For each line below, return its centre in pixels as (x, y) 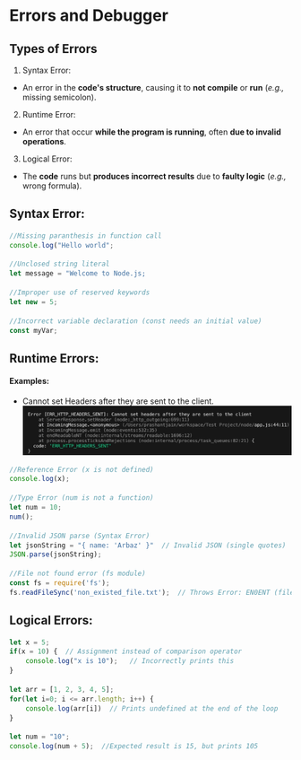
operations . (44, 141)
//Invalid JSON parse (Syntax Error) (80, 536)
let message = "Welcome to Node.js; (77, 274)
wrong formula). (52, 186)
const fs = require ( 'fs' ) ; (60, 583)
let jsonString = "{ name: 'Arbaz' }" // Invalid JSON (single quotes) (148, 545)
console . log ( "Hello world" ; (62, 245)
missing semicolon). (59, 97)
